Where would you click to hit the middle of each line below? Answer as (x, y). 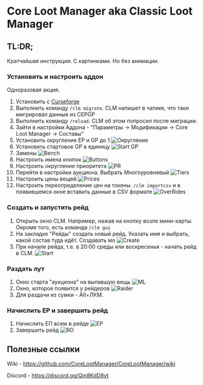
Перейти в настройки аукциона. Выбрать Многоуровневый (92, 172)
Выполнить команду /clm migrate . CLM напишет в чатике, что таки (102, 108)
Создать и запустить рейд (48, 207)
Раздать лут (26, 269)
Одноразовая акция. (33, 90)
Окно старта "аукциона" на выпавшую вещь (73, 282)
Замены (26, 153)
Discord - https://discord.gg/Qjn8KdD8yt (58, 375)
